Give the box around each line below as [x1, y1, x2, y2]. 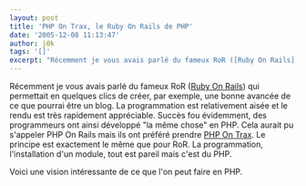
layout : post [9, 13, 59, 23]
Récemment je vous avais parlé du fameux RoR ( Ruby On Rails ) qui [9, 81, 260, 91]
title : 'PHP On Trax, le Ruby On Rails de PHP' [9, 22, 194, 31]
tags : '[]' [9, 47, 51, 57]
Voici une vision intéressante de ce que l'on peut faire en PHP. [9, 166, 243, 177]
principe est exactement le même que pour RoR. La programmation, [9, 139, 264, 150]
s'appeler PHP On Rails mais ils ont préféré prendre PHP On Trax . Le [9, 129, 266, 139]
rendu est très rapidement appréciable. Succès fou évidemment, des [9, 110, 267, 120]
